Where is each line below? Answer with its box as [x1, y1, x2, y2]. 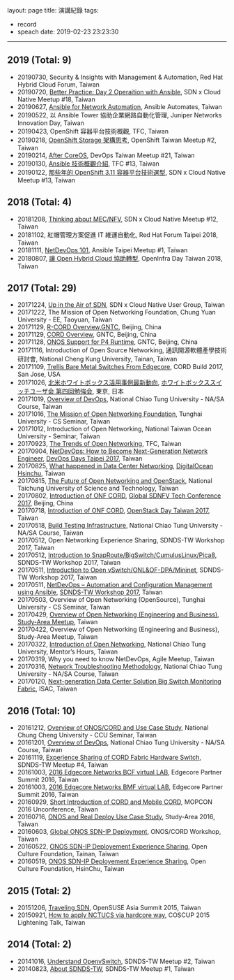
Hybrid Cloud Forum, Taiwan [17, 80, 100, 89]
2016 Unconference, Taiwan [17, 805, 99, 814]
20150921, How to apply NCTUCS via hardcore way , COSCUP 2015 [17, 911, 210, 919]
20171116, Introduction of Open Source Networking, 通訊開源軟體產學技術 [17, 346, 227, 354]
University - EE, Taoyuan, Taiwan [17, 315, 113, 324]
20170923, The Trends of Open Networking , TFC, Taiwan [17, 440, 182, 448]
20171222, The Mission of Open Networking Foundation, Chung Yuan [17, 308, 216, 317]
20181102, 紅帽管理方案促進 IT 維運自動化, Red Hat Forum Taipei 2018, [17, 230, 218, 239]
